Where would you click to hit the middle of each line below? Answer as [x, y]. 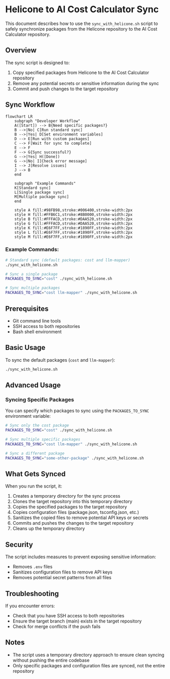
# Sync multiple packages [32, 288]
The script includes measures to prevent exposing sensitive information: [81, 557]
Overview [21, 50]
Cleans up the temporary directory [49, 529]
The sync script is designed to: [38, 63]
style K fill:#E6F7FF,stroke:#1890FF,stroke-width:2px [74, 228]
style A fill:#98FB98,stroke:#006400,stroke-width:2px [74, 210]
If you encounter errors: [30, 606]
